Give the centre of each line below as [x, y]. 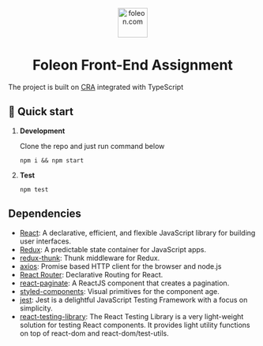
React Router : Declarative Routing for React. [91, 274]
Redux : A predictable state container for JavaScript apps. [113, 249]
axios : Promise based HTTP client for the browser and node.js [120, 266]
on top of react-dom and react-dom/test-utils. [94, 333]
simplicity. [36, 308]
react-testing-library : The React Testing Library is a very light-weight [131, 316]
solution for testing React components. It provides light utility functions [135, 325]
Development [42, 131]
